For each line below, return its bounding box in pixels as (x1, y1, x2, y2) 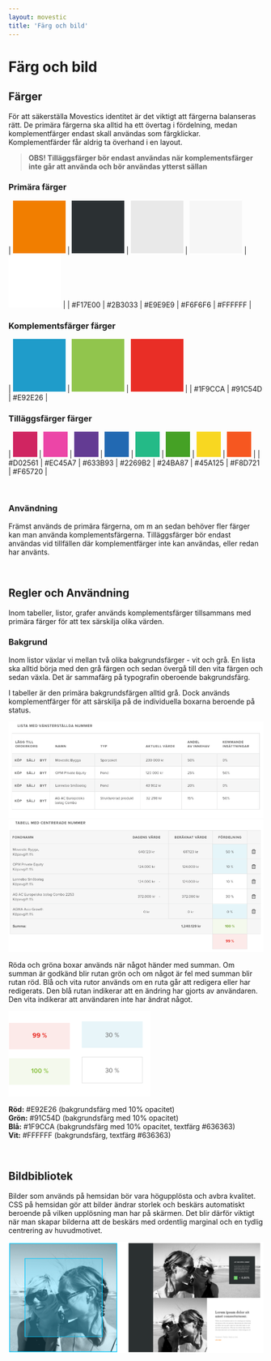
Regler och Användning (8, 586, 129, 600)
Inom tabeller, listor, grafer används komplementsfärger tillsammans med (8, 608, 252, 618)
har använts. (8, 547, 50, 557)
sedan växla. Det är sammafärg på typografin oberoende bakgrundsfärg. (8, 672, 251, 682)
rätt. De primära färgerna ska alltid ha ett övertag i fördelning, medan (8, 120, 238, 130)
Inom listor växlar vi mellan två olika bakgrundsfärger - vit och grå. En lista (8, 655, 256, 665)
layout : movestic (8, 13, 67, 21)
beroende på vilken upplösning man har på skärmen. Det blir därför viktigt (8, 1208, 255, 1218)
